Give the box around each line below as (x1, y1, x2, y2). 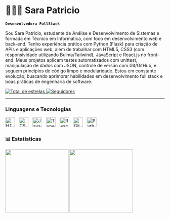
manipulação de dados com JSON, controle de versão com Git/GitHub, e (5, 62, 157, 68)
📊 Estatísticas (5, 136, 41, 143)
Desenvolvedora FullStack (5, 21, 60, 26)
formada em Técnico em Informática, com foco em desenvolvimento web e (5, 35, 162, 41)
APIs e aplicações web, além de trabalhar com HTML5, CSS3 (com (5, 46, 144, 52)
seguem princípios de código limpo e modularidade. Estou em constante (5, 68, 156, 74)
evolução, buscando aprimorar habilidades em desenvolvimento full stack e (5, 73, 163, 79)
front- (147, 52, 159, 58)
